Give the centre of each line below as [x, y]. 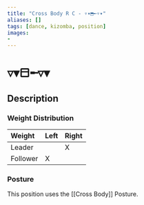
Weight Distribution [41, 118]
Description [33, 98]
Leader [22, 147]
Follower [24, 159]
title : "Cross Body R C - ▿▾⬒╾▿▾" [57, 13]
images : [18, 33]
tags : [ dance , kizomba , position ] [57, 26]
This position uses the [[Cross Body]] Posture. [73, 194]
